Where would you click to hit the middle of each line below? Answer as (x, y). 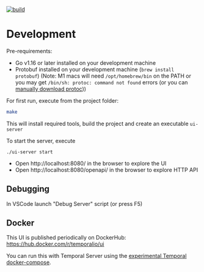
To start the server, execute (41, 141)
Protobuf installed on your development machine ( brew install (95, 69)
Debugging (28, 189)
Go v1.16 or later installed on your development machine (86, 63)
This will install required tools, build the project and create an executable (97, 123)
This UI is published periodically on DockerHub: (66, 238)
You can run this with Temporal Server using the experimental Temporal (97, 256)
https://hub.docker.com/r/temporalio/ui (56, 244)
